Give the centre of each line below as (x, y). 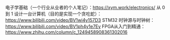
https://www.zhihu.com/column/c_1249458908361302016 (67, 32)
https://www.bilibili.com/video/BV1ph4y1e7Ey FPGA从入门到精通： (75, 26)
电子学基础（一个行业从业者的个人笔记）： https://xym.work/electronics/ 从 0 (85, 7)
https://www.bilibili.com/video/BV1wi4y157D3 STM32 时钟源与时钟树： (80, 20)
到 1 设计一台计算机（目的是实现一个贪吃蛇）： (54, 14)
